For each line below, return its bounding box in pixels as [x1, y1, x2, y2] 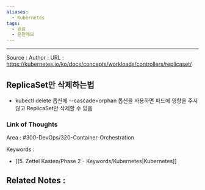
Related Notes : [6, 175, 66, 186]
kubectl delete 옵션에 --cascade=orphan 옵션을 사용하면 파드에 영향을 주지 [15, 97, 198, 104]
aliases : [6, 9, 29, 15]
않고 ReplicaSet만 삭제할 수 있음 [15, 104, 93, 111]
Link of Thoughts [6, 120, 58, 128]
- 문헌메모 [12, 32, 35, 38]
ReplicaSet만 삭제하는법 [6, 80, 95, 90]
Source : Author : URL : [6, 54, 64, 62]
